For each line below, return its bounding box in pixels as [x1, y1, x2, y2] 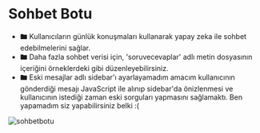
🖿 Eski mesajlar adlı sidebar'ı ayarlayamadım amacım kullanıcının [19, 72, 236, 82]
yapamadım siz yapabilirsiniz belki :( [19, 100, 140, 110]
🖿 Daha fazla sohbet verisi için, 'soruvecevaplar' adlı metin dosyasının [19, 52, 253, 61]
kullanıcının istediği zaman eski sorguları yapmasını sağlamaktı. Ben [19, 92, 242, 102]
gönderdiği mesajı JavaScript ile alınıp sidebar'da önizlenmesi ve [19, 84, 234, 93]
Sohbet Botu [8, 5, 93, 23]
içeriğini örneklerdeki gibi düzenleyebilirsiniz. [19, 63, 170, 72]
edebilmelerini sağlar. [19, 43, 90, 53]
